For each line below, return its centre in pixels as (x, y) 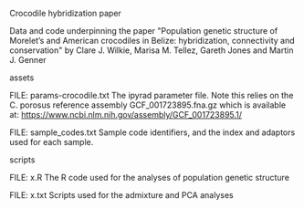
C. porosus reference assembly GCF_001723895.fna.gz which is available (147, 105)
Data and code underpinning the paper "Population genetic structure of (144, 31)
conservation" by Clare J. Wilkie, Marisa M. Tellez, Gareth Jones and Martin (152, 50)
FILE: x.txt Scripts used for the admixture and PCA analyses (122, 195)
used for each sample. (52, 142)
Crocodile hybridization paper (65, 13)
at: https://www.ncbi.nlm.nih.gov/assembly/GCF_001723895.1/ (126, 115)
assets (22, 78)
